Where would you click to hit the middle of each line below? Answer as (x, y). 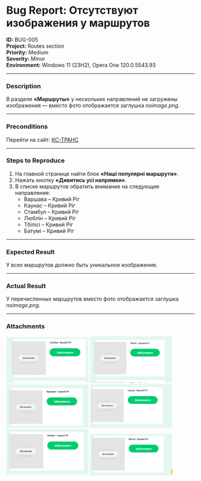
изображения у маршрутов (78, 23)
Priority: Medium (28, 52)
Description (24, 86)
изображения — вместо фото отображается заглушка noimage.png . (93, 106)
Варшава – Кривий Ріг (52, 199)
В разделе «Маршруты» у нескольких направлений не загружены (92, 99)
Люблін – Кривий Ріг (50, 218)
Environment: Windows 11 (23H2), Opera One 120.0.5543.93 (81, 65)
